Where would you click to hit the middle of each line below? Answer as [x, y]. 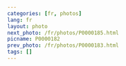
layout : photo [28, 26]
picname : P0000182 [34, 39]
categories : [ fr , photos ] [44, 13]
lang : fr [20, 20]
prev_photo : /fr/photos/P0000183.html [63, 45]
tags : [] [20, 52]
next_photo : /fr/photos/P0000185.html [63, 33]
